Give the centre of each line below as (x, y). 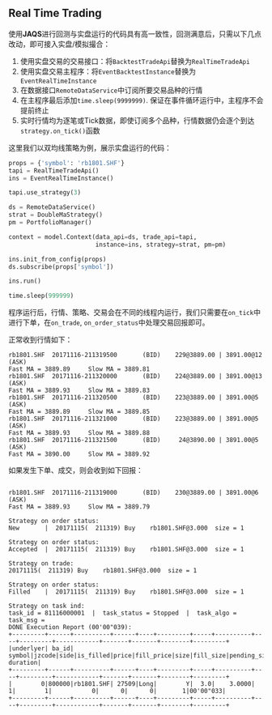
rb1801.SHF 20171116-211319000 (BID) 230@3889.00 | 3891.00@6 (134, 493)
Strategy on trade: (41, 564)
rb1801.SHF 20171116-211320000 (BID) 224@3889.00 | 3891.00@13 (136, 377)
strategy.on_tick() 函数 (60, 130)
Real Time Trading (55, 13)
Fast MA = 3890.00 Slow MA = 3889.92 (79, 454)
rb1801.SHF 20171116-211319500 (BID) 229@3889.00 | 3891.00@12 (136, 355)
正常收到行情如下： (40, 340)
